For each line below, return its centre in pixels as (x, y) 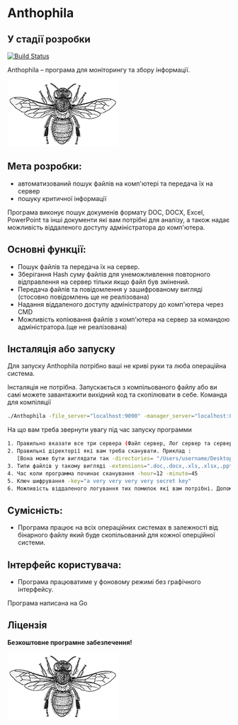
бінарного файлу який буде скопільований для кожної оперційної (116, 535)
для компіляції (29, 402)
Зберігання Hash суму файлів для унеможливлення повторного (114, 274)
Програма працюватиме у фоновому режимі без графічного (109, 582)
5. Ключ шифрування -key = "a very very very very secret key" (100, 481)
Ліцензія (27, 626)
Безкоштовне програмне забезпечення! (70, 642)
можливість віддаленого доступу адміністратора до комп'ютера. (106, 227)
